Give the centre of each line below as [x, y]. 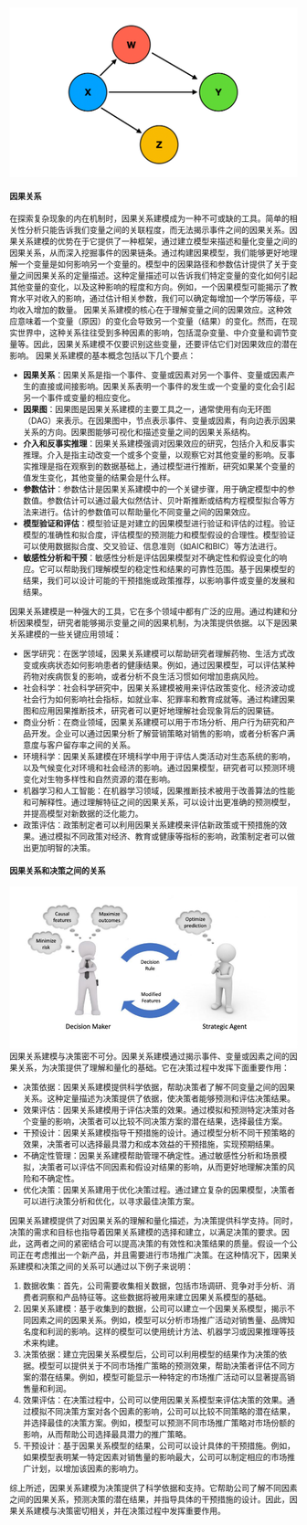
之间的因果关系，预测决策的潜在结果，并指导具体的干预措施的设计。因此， [149, 1499]
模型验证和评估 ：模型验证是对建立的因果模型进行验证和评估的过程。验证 [159, 523]
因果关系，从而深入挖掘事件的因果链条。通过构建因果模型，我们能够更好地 [149, 252]
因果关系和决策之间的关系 [58, 870]
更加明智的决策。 [63, 847]
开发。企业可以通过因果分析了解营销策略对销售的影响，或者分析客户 [159, 733]
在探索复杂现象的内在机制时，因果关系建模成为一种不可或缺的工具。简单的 [149, 218]
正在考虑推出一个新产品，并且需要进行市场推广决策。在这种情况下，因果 [153, 1255]
